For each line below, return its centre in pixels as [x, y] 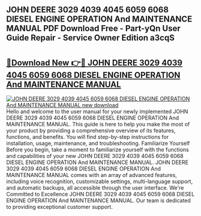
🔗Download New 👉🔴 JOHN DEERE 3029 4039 [94, 63]
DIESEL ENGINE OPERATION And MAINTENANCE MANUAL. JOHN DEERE [97, 162]
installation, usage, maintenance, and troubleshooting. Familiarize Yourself [98, 143]
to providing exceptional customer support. [59, 207]
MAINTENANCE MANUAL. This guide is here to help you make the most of [98, 124]
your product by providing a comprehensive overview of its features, [91, 130]
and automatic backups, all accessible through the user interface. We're [95, 188]
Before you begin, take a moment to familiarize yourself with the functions [97, 150]
